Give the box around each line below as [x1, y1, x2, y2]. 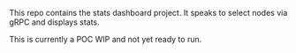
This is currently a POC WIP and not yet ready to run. [9, 34, 202, 44]
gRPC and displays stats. [9, 17, 100, 27]
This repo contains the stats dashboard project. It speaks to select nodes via [9, 8, 288, 18]
